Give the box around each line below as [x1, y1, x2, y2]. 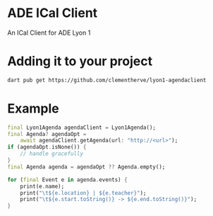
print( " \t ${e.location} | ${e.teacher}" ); [20, 189, 147, 196]
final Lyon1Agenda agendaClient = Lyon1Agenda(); [7, 124, 157, 131]
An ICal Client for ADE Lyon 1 [7, 28, 91, 37]
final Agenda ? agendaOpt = [7, 130, 87, 137]
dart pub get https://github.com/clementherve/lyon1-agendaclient [7, 76, 207, 84]
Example [7, 101, 59, 116]
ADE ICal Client [7, 5, 98, 21]
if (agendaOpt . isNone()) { [7, 144, 87, 151]
